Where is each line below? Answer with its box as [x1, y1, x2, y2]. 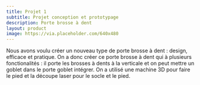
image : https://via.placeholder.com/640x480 [6, 31, 119, 37]
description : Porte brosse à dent [6, 20, 93, 26]
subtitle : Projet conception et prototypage [6, 14, 119, 20]
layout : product [6, 25, 47, 32]
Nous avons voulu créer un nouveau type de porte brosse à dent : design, [6, 47, 188, 54]
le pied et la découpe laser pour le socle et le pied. [6, 73, 131, 80]
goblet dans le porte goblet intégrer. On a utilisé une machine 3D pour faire [6, 66, 190, 73]
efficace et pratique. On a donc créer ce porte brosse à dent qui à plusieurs [6, 53, 192, 61]
